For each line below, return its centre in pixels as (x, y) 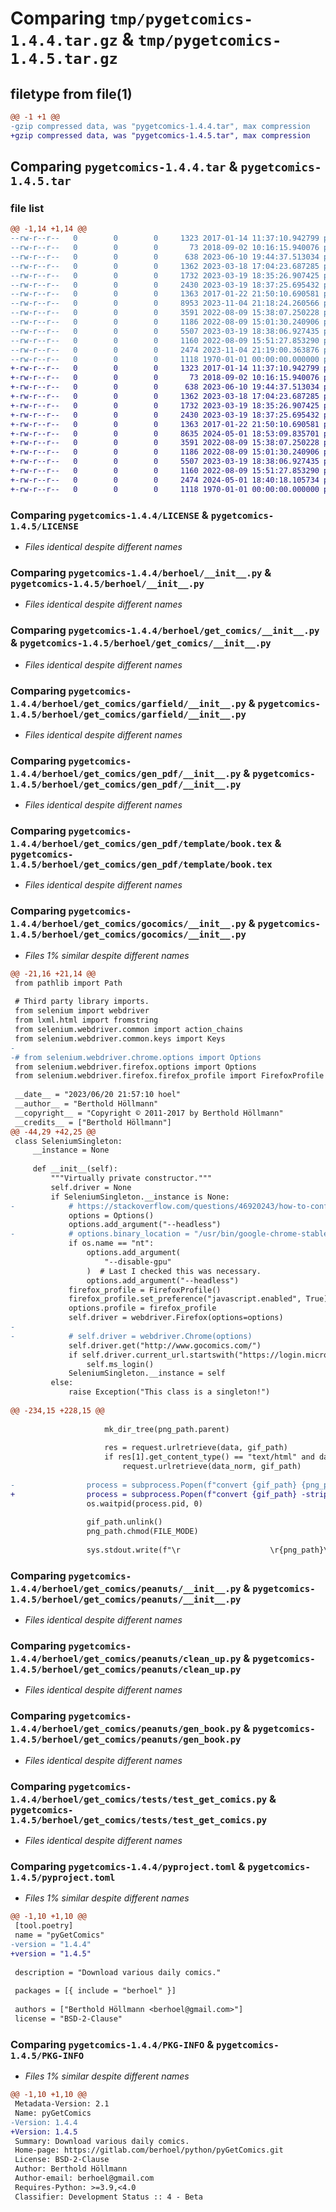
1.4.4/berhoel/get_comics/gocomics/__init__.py (128, 924)
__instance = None (71, 1150)
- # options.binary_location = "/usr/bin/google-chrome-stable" (171, 1234)
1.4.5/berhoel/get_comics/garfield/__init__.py (128, 714)
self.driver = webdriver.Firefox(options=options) (176, 1318)
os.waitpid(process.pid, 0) (144, 1503)
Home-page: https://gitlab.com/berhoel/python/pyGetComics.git (149, 2150)
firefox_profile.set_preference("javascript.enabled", (185, 1299)
